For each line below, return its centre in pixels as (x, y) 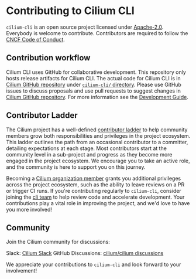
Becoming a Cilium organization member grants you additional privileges (94, 178)
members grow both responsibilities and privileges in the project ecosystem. (98, 135)
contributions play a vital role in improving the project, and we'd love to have (98, 203)
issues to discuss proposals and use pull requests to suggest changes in (94, 91)
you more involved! (29, 209)
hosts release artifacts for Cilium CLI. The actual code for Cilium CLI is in (93, 78)
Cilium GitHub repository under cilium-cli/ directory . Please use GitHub (94, 84)
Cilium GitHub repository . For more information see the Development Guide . (97, 97)
